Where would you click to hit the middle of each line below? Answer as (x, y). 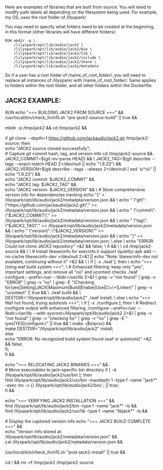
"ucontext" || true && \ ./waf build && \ (43, 292)
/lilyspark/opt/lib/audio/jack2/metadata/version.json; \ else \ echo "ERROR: (80, 241)
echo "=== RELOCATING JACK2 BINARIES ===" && (57, 364)
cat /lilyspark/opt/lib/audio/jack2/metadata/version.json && (64, 442)
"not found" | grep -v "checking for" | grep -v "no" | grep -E (65, 318)
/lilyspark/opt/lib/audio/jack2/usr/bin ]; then (49, 375)
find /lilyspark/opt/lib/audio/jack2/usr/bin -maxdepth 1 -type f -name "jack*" (81, 380)
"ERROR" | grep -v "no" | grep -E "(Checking (50, 282)
